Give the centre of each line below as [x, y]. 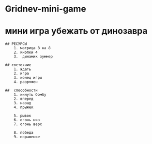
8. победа [24, 133]
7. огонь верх [28, 124]
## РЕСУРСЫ [16, 44]
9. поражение [27, 137]
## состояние [18, 65]
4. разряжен [26, 82]
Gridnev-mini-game [46, 9]
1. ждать [23, 69]
